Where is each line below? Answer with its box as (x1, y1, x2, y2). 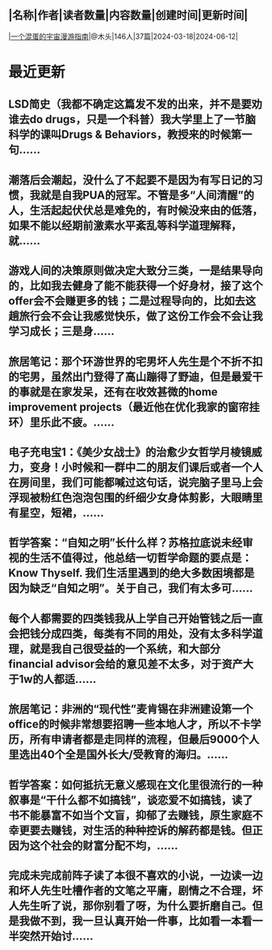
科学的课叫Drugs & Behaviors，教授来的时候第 (8, 128, 242, 142)
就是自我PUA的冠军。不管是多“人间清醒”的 (40, 188, 254, 201)
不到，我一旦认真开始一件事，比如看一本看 (40, 914, 253, 927)
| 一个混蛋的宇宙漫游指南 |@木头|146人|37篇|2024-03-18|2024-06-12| (8, 32, 238, 41)
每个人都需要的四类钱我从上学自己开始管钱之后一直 (8, 611, 263, 626)
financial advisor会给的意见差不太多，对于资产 (8, 657, 244, 671)
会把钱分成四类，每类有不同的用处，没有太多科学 (8, 626, 253, 640)
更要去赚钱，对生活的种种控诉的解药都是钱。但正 (19, 823, 263, 837)
